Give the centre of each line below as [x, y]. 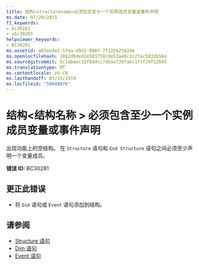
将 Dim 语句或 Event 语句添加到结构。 [60, 205]
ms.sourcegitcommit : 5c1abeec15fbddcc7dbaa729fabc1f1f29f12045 [87, 62]
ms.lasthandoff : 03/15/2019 [41, 78]
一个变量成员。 [30, 156]
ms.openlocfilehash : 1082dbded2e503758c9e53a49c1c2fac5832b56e [87, 56]
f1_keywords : [22, 23]
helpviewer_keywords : [33, 39]
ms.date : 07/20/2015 [32, 17]
